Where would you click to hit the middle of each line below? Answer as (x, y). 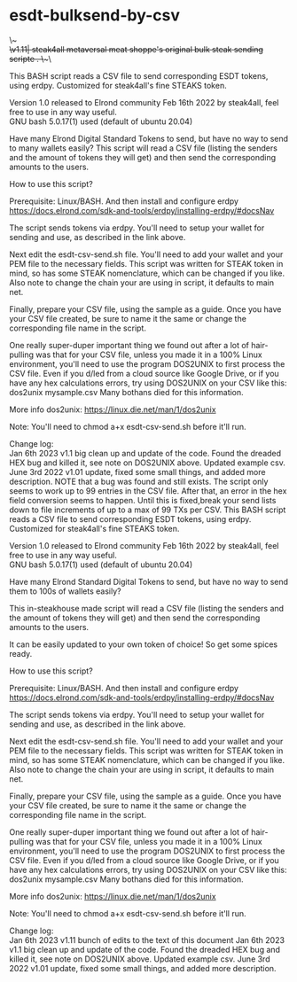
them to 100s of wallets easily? (65, 591)
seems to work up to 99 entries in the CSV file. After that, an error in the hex (148, 491)
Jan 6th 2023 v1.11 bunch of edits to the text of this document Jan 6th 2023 (147, 939)
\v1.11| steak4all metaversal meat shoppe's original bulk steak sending (137, 49)
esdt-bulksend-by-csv (94, 16)
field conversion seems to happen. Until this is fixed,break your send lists (143, 500)
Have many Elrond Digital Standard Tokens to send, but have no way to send (149, 138)
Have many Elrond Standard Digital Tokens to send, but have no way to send (149, 581)
